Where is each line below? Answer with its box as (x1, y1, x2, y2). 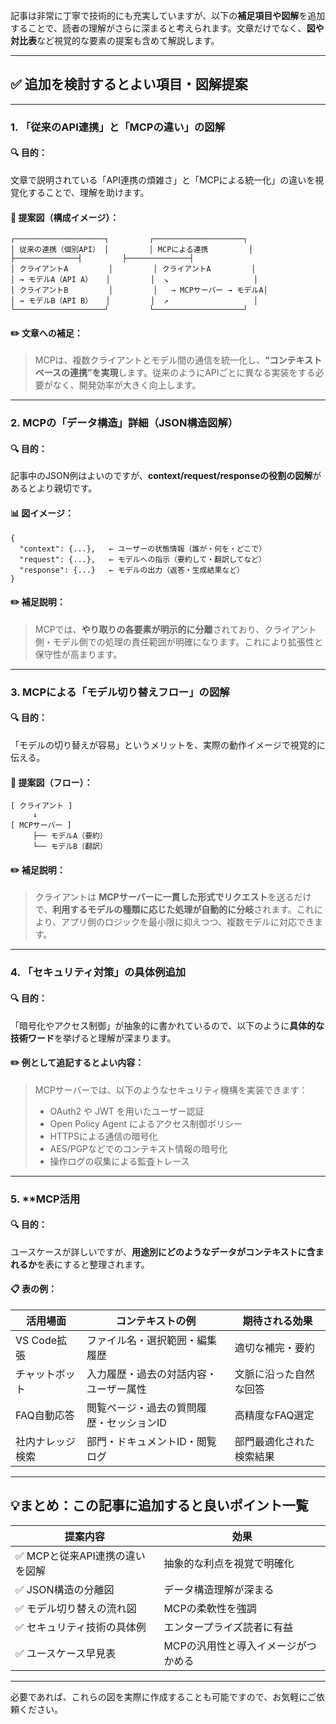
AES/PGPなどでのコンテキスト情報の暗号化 (49, 1142, 228, 1154)
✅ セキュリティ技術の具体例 (15, 1620, 147, 1634)
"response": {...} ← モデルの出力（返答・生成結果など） (19, 565, 245, 575)
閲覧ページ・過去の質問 (86, 1401, 197, 1415)
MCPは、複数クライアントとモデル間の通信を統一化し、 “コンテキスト (34, 354, 323, 366)
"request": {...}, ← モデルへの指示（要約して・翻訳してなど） (19, 554, 267, 564)
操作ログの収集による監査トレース (49, 1155, 190, 1167)
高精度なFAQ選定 (234, 1409, 315, 1423)
